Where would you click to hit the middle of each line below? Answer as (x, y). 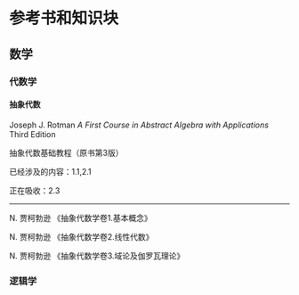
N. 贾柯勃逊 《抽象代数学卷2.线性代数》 (81, 236)
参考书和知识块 (64, 18)
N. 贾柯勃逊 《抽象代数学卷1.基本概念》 (81, 217)
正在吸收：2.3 (35, 190)
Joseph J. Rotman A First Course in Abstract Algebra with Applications (139, 125)
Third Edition (32, 134)
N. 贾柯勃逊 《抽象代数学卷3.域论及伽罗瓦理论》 (97, 256)
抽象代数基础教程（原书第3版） (66, 152)
